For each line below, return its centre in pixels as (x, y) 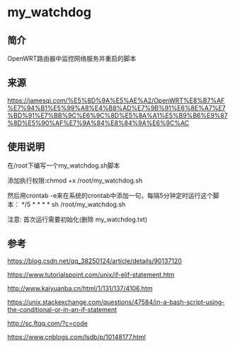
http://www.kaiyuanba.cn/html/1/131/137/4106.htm (80, 289)
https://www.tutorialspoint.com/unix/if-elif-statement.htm (91, 275)
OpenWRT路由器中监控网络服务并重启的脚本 (72, 58)
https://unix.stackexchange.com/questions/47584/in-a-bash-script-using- (116, 302)
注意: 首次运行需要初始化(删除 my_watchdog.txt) (78, 219)
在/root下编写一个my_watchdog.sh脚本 (64, 165)
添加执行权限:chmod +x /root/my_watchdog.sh (75, 180)
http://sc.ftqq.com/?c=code (48, 323)
